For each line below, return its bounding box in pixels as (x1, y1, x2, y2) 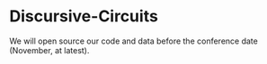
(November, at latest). (9, 44, 90, 55)
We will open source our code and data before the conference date (9, 36, 258, 46)
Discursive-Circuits (9, 6, 159, 27)
